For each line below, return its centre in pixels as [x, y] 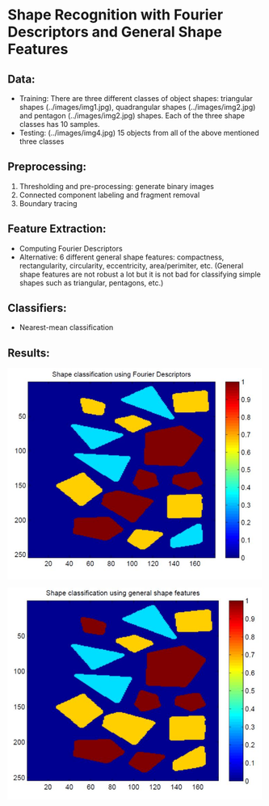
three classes [42, 141]
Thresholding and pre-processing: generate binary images [117, 186]
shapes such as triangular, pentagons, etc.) [91, 283]
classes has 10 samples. [59, 124]
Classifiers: [37, 308]
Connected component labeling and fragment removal [109, 195]
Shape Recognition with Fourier [116, 15]
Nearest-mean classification [66, 327]
